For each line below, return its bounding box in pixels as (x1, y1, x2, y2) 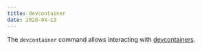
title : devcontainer (7, 10, 67, 17)
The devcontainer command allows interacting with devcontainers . (7, 35, 196, 43)
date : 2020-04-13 (7, 16, 57, 23)
